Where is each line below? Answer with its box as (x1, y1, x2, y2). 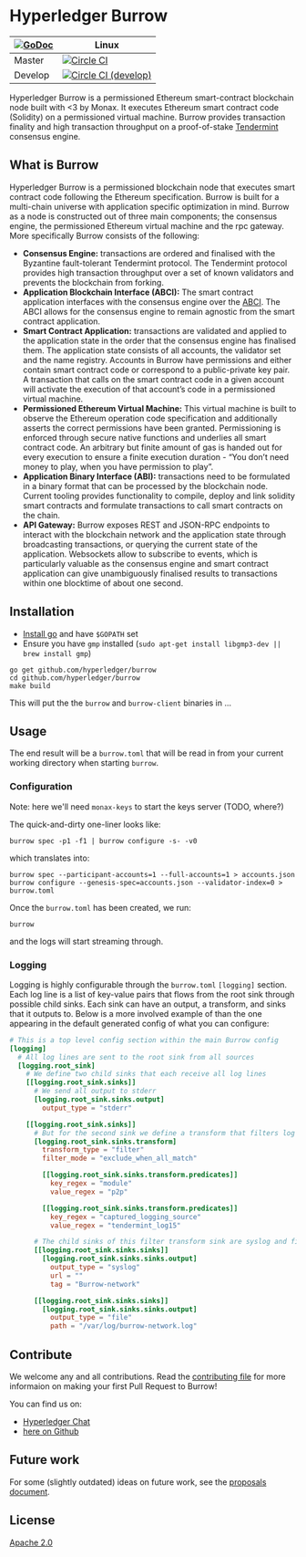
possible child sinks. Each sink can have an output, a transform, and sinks (9, 998, 287, 1009)
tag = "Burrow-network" (49, 1280, 141, 1289)
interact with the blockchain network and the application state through (22, 528, 287, 539)
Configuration (9, 780, 73, 793)
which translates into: (9, 852, 90, 863)
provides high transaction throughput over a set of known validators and (22, 266, 294, 278)
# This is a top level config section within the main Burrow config (9, 1035, 280, 1045)
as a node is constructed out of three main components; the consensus (9, 211, 278, 222)
